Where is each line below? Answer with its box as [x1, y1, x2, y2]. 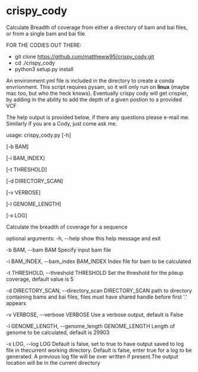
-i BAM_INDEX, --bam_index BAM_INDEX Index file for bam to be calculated [6, 258, 191, 265]
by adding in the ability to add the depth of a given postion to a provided [6, 96, 182, 103]
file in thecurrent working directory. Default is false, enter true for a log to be [6, 347, 192, 354]
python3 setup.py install [14, 65, 74, 72]
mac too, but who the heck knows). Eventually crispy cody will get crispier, [6, 89, 189, 97]
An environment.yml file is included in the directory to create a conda [6, 77, 174, 84]
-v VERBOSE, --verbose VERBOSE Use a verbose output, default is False [6, 311, 183, 318]
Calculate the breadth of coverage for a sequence [6, 223, 128, 230]
